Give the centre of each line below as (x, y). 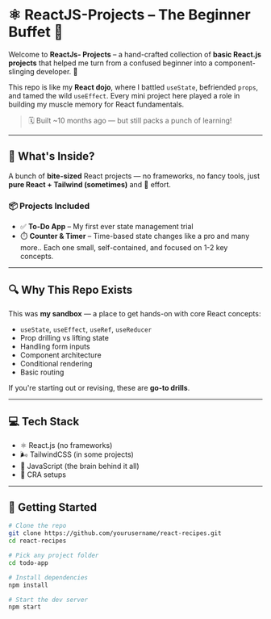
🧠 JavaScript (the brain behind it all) (79, 466)
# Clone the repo (38, 526)
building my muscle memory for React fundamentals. (96, 104)
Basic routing (42, 372)
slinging (21, 71)
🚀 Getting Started (53, 507)
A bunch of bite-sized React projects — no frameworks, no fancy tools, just (134, 176)
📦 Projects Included (49, 206)
